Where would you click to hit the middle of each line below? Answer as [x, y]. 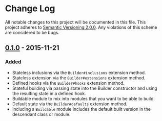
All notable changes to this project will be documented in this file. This [76, 22]
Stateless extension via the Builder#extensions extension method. [79, 78]
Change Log [30, 9]
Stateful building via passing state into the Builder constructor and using [85, 88]
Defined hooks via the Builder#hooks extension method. [68, 83]
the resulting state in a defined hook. [49, 93]
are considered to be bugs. [32, 32]
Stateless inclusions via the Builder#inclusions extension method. [79, 73]
